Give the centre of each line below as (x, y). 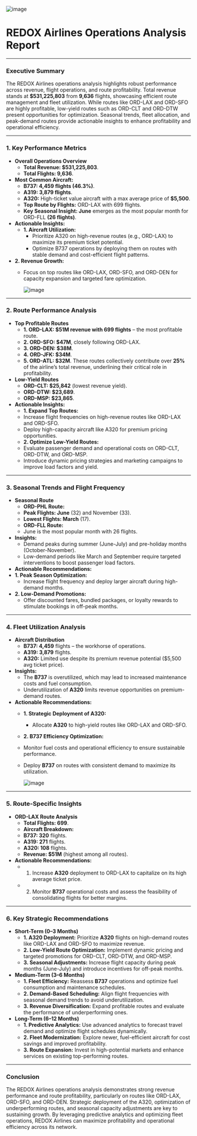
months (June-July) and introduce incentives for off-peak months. (103, 969)
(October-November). (50, 550)
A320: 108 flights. (45, 848)
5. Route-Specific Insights (44, 804)
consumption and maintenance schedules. (74, 987)
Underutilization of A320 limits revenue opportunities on (91, 690)
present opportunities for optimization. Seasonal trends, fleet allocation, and (98, 115)
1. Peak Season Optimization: (51, 575)
